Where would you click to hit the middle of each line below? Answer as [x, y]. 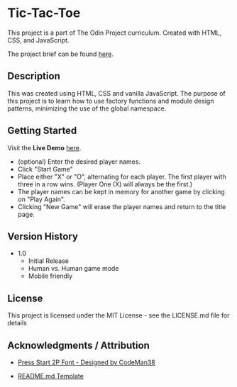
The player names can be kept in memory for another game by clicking [121, 191]
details [17, 323]
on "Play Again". [41, 199]
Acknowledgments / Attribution [79, 345]
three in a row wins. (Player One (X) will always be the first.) [105, 184]
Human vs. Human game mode [73, 269]
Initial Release [49, 261]
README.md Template [50, 376]
